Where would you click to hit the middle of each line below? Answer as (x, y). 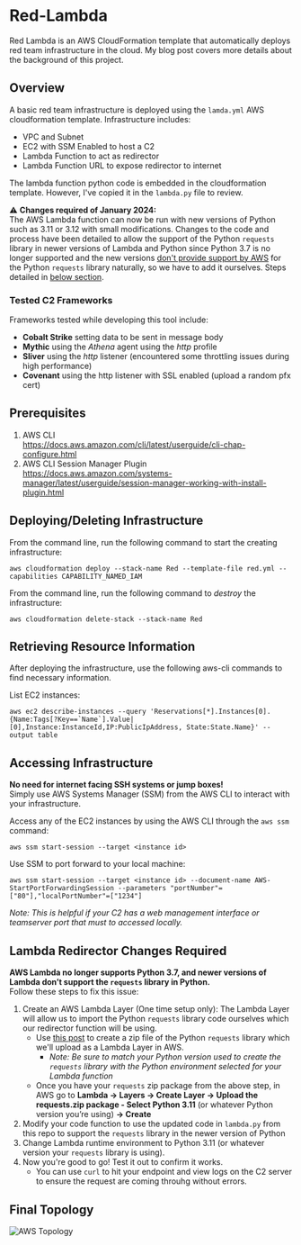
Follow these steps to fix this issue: (74, 992)
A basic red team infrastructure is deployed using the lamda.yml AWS (137, 110)
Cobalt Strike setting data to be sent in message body (123, 338)
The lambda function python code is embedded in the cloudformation (138, 183)
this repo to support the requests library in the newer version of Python (154, 1133)
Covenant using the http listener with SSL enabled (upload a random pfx (157, 375)
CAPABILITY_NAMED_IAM (102, 576)
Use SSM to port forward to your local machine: (97, 864)
